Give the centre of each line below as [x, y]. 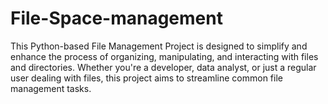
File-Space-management [116, 18]
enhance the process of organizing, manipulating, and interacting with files [164, 56]
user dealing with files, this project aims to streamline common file [146, 78]
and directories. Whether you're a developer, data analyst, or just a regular [163, 67]
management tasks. [51, 88]
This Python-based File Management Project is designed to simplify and [159, 46]
